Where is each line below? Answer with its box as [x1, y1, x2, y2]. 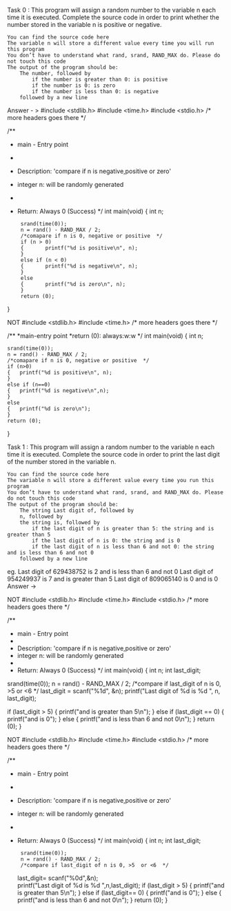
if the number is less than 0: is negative [32, 88, 159, 95]
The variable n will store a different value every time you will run [7, 40, 214, 47]
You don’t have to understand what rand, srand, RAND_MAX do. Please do [7, 52, 221, 59]
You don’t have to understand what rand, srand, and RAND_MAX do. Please [7, 489, 224, 496]
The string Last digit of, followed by [19, 507, 134, 514]
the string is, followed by [19, 519, 100, 526]
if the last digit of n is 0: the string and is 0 [32, 537, 181, 544]
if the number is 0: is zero [32, 82, 116, 89]
